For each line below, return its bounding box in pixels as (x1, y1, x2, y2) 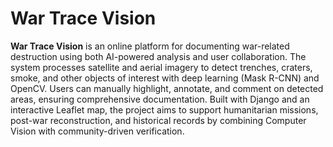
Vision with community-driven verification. (10, 125, 185, 137)
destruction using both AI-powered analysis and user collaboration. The (10, 50, 307, 62)
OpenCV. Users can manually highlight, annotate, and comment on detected (10, 82, 324, 94)
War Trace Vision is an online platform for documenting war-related (10, 40, 290, 52)
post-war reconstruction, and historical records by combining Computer (10, 114, 307, 126)
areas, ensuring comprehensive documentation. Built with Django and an (10, 93, 310, 105)
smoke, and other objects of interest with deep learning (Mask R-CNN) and (10, 72, 320, 84)
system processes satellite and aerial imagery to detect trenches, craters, (10, 61, 313, 73)
